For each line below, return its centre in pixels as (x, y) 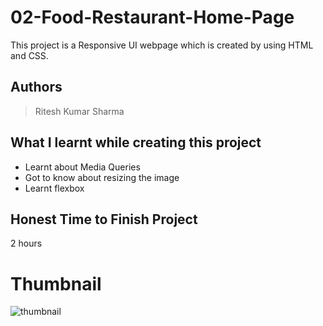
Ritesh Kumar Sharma (79, 111)
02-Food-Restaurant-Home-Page (152, 17)
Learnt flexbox (54, 188)
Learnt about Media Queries (82, 167)
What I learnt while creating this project (136, 142)
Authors (36, 87)
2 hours (26, 243)
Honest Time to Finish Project (104, 219)
